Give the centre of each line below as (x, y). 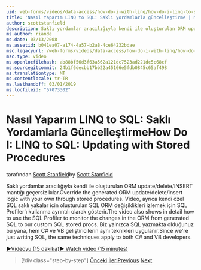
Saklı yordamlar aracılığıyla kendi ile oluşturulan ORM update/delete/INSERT (100, 186)
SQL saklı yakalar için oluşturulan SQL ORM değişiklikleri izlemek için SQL (97, 205)
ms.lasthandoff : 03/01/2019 (41, 85)
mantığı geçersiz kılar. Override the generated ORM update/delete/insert (95, 192)
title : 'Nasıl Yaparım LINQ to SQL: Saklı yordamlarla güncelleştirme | (99, 17)
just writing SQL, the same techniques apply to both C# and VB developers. (99, 237)
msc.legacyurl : (25, 51)
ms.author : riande (29, 34)
